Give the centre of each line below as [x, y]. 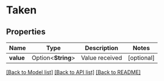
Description [102, 48]
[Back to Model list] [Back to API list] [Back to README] [73, 72]
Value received [101, 58]
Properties [26, 32]
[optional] [141, 58]
